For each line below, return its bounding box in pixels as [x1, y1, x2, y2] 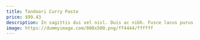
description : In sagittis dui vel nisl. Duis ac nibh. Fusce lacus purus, [6, 19, 196, 25]
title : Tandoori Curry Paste [6, 8, 79, 15]
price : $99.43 [6, 14, 42, 20]
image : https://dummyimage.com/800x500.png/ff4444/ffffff [6, 25, 153, 31]
